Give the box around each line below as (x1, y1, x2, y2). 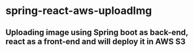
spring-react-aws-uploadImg (5, 4, 152, 18)
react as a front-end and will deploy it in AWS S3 (5, 36, 186, 46)
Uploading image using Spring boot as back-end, (5, 27, 189, 37)
